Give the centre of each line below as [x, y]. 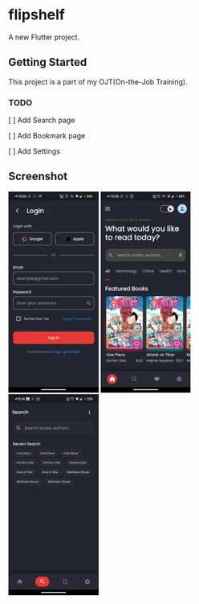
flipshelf [37, 15]
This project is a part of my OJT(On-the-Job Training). [98, 81]
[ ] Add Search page [42, 120]
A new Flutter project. [44, 37]
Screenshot [38, 177]
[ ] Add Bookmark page [47, 136]
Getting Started [48, 62]
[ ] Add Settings [34, 151]
